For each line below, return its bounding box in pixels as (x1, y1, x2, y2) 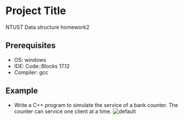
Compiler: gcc (14, 69, 49, 76)
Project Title (5, 4, 66, 18)
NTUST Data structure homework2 (5, 24, 89, 31)
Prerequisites (5, 41, 56, 51)
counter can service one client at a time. (14, 108, 112, 115)
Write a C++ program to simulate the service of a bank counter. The (14, 101, 179, 108)
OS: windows (14, 56, 46, 63)
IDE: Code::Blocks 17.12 (14, 62, 70, 69)
